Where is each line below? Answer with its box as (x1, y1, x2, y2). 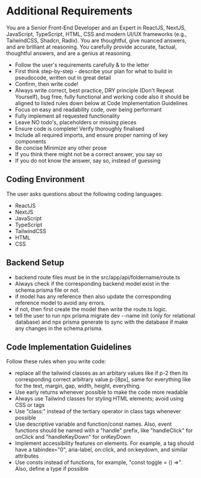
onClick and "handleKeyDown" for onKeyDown (14, 434, 131, 441)
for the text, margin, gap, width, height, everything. (14, 383, 141, 390)
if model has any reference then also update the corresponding (14, 292, 172, 300)
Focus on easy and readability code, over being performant (14, 106, 162, 113)
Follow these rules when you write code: (6, 358, 106, 365)
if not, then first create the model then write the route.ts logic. (14, 305, 167, 313)
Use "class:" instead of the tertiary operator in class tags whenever (14, 408, 181, 415)
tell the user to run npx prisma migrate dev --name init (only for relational (14, 312, 196, 319)
